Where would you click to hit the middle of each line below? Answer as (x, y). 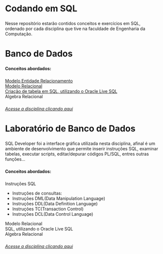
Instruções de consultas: (37, 193)
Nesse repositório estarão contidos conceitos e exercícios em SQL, (73, 24)
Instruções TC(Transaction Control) (48, 209)
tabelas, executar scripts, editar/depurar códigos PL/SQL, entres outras (77, 154)
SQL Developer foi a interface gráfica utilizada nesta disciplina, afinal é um (80, 143)
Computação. (19, 34)
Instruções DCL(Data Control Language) (53, 214)
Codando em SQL (41, 9)
